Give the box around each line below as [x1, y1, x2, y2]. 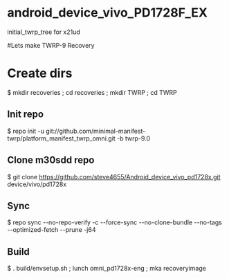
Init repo [7, 109, 44, 120]
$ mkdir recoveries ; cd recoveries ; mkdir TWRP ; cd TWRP [7, 88, 178, 96]
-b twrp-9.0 [116, 134, 151, 143]
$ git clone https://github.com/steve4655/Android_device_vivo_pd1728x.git [7, 172, 221, 181]
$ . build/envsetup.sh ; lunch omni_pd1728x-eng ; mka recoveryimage [7, 264, 206, 273]
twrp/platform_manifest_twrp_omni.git [7, 134, 116, 143]
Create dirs [7, 66, 73, 81]
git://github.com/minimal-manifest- [46, 127, 146, 135]
